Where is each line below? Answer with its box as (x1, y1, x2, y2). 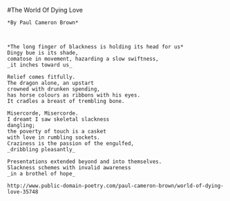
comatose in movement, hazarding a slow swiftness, (7, 55, 159, 62)
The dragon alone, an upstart (7, 79, 95, 86)
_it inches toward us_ (7, 61, 73, 68)
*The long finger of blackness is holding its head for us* (7, 44, 184, 50)
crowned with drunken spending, (7, 86, 100, 93)
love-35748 (7, 189, 39, 195)
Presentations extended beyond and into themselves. (7, 158, 162, 165)
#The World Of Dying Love (7, 6, 83, 14)
